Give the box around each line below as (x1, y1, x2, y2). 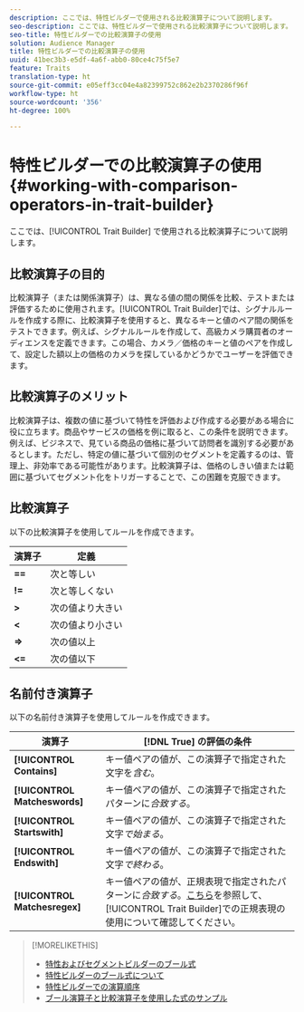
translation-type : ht (9, 72, 91, 82)
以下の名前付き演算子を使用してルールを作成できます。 (9, 712, 215, 723)
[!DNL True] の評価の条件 (143, 736, 252, 748)
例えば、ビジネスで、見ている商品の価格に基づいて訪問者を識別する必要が (9, 437, 287, 448)
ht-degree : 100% (9, 106, 71, 115)
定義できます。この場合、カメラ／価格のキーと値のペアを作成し (55, 337, 294, 348)
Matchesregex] (14, 901, 81, 913)
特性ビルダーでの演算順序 (44, 981, 140, 992)
